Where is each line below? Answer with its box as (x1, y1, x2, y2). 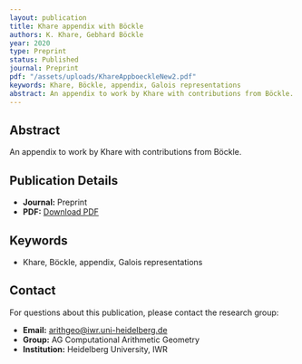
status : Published (9, 55, 79, 64)
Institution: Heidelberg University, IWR (22, 343, 168, 354)
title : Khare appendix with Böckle (9, 22, 144, 31)
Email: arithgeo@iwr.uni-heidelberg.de (22, 324, 168, 335)
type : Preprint (9, 47, 67, 56)
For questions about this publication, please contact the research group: (9, 307, 279, 318)
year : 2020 (9, 38, 51, 48)
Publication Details (9, 173, 119, 188)
